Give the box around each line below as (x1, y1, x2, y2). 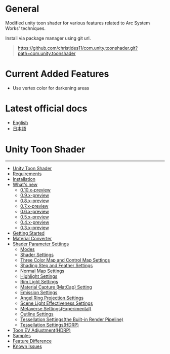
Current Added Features (5, 68, 109, 80)
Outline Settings (20, 311, 54, 317)
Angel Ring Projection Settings (20, 295, 84, 301)
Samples (12, 332, 31, 338)
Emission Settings (20, 289, 58, 295)
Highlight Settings (20, 273, 58, 279)
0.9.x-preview (20, 192, 50, 198)
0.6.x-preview (20, 208, 49, 214)
